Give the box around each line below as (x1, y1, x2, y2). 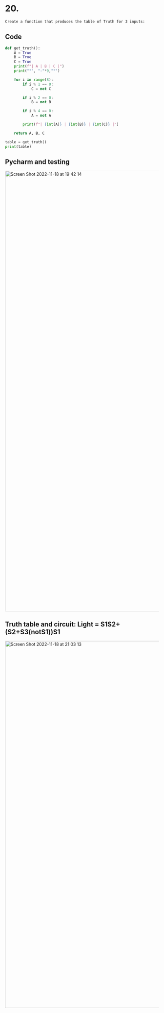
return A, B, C (14, 131, 45, 136)
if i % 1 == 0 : (22, 82, 54, 87)
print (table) (5, 144, 32, 149)
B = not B (31, 100, 51, 105)
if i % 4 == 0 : (22, 109, 54, 114)
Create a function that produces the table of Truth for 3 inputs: (5, 19, 145, 24)
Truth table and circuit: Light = (5, 620, 99, 628)
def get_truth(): (5, 46, 41, 50)
